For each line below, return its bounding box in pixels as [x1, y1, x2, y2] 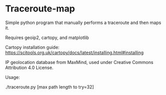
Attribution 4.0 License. [5, 64, 54, 70]
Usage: [5, 74, 20, 80]
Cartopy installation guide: [5, 44, 60, 50]
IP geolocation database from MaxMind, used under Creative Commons [5, 59, 154, 65]
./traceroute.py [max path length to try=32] [5, 83, 94, 90]
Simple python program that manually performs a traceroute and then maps [5, 19, 161, 25]
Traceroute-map [5, 3, 75, 14]
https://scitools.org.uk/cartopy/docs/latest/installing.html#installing [5, 49, 144, 55]
